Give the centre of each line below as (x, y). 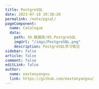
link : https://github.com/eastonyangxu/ (52, 79)
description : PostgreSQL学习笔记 (47, 46)
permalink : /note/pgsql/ (31, 19)
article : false (21, 56)
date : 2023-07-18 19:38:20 (33, 14)
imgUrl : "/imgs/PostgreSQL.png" (47, 42)
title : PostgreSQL (24, 10)
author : (13, 70)
